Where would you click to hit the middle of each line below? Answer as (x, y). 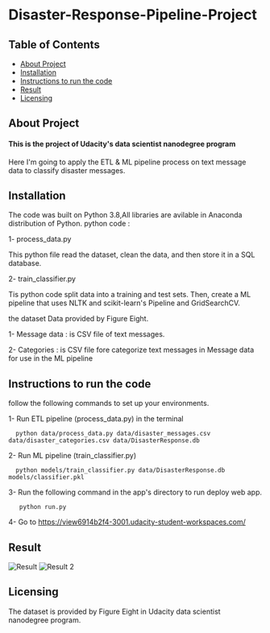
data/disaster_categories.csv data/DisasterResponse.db (104, 441)
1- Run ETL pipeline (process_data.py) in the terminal (96, 419)
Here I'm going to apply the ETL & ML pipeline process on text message (127, 162)
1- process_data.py (40, 239)
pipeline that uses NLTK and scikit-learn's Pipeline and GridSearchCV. (124, 303)
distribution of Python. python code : (69, 224)
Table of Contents (54, 45)
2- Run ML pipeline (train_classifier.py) (73, 456)
